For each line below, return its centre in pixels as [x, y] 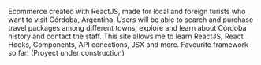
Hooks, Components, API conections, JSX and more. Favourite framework [128, 45]
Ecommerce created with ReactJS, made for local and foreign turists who [127, 11]
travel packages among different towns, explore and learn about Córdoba [127, 28]
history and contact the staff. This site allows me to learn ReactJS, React [126, 36]
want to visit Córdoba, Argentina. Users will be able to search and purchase [131, 20]
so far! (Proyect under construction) [66, 53]
